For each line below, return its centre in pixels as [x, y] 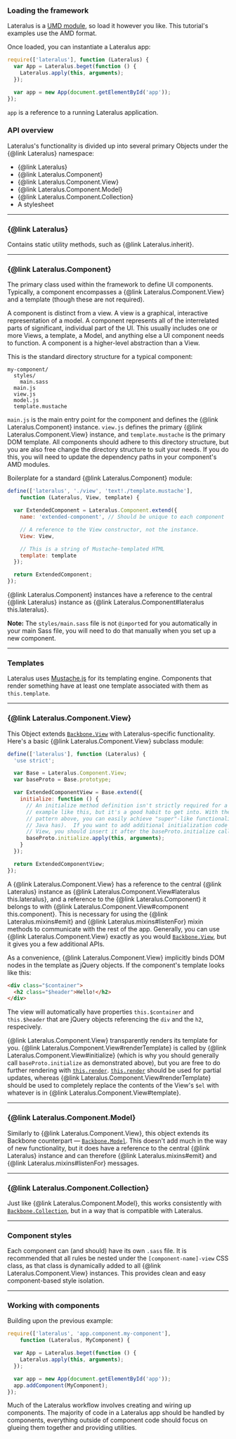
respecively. [25, 1027]
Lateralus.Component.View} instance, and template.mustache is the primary [117, 434]
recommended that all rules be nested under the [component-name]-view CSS [118, 1258]
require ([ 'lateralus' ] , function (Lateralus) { [78, 60]
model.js [26, 401]
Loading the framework [48, 11]
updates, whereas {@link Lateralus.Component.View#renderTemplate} [109, 1078]
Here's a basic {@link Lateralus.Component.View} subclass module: [106, 741]
